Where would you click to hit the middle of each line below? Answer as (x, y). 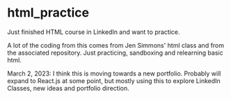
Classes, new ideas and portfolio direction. (69, 88)
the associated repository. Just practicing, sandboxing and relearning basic (115, 53)
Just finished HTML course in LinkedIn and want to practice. (94, 32)
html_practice (48, 13)
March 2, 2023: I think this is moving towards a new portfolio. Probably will (114, 73)
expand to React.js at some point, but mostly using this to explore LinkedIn (114, 80)
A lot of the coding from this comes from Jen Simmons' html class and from (116, 45)
